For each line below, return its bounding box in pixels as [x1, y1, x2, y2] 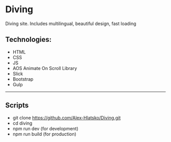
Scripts [5, 101, 29, 110]
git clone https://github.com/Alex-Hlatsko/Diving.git [12, 114, 121, 121]
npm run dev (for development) [12, 125, 79, 131]
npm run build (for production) [12, 131, 76, 137]
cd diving [12, 120, 33, 126]
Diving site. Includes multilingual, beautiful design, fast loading [5, 20, 136, 27]
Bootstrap [12, 76, 34, 82]
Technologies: [5, 35, 52, 44]
